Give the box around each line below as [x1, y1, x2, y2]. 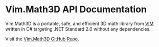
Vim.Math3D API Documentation [5, 4, 147, 15]
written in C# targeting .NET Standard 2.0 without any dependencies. [5, 26, 151, 32]
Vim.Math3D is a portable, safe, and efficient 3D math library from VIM [5, 20, 154, 27]
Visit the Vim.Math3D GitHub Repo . [5, 36, 79, 42]
